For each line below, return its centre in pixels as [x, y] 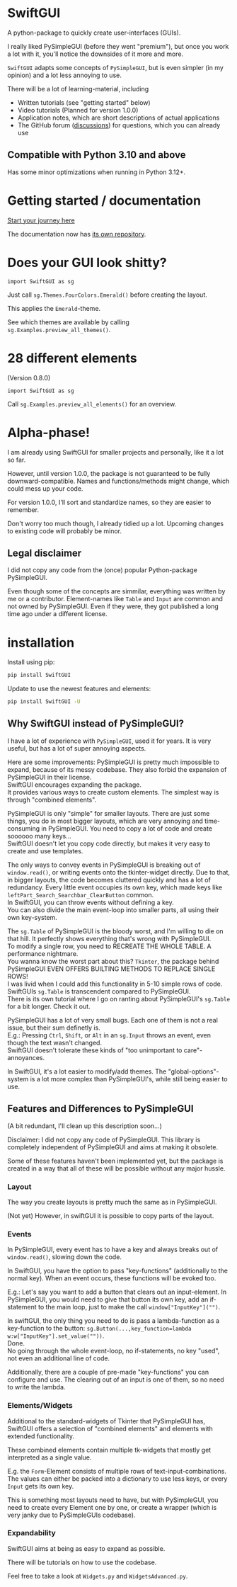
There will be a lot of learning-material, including [78, 89]
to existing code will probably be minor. [65, 531]
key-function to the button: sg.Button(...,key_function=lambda [99, 1329]
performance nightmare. [43, 953]
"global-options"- [193, 1071]
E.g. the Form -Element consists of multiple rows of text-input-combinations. [117, 1471]
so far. [17, 460]
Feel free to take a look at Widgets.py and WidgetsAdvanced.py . [98, 1576]
